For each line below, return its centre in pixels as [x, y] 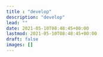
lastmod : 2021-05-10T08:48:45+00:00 [51, 34]
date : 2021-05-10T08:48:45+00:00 [48, 28]
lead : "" [17, 23]
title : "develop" [29, 12]
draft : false [22, 39]
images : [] [20, 45]
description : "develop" [36, 17]
